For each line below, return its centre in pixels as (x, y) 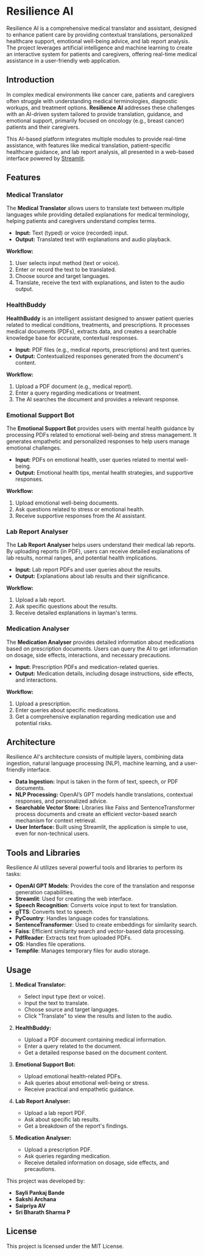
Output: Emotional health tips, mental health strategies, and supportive (104, 473)
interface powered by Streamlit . (46, 158)
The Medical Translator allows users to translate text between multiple (95, 208)
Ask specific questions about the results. (66, 607)
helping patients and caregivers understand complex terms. (81, 221)
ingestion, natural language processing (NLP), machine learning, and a (95, 763)
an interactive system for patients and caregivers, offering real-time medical (102, 54)
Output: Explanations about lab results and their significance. (92, 576)
